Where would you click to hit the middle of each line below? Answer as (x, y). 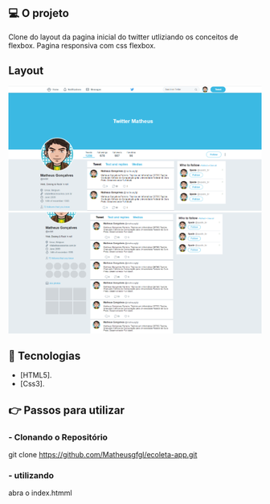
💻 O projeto (39, 13)
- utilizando (31, 476)
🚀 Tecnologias (45, 355)
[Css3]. (32, 384)
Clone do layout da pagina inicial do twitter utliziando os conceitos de (123, 37)
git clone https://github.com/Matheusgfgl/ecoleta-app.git (103, 455)
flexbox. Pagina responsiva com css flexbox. (82, 45)
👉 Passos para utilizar (66, 410)
